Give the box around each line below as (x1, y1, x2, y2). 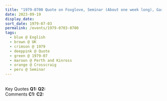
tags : (5, 30, 16, 35)
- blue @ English (9, 35, 46, 40)
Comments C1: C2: (5, 91, 44, 97)
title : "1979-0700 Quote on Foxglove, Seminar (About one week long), (5, 7, 155, 12)
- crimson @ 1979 (9, 44, 46, 49)
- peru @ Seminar (9, 67, 46, 72)
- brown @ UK (9, 40, 37, 45)
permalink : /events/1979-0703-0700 (5, 26, 79, 31)
